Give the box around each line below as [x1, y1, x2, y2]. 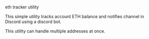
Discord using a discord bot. [5, 19, 62, 24]
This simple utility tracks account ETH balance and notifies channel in [5, 14, 145, 19]
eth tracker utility [5, 4, 39, 10]
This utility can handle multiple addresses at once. [5, 28, 106, 34]
